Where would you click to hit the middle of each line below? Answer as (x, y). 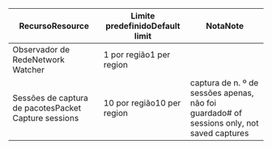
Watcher (28, 70)
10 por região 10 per (142, 103)
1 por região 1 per (137, 54)
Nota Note (225, 26)
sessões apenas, (222, 93)
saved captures (219, 133)
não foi (203, 103)
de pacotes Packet (47, 108)
